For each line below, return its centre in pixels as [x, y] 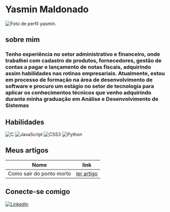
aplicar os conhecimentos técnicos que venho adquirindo [78, 93]
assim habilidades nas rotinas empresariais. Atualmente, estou [85, 74]
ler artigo [87, 174]
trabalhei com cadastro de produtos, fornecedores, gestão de [83, 61]
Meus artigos [27, 150]
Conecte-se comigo [38, 192]
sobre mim [23, 40]
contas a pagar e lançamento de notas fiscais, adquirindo [78, 67]
